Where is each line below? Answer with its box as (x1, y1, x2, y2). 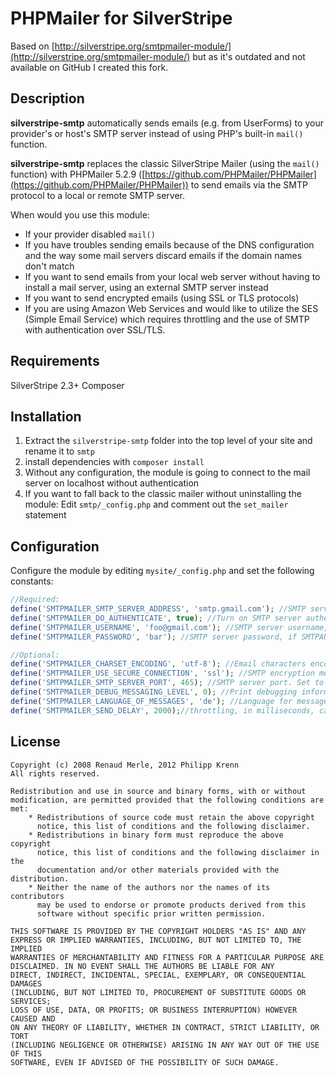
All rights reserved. (10, 768, 101, 779)
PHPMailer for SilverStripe (10, 7, 233, 30)
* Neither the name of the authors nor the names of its (28, 882, 271, 892)
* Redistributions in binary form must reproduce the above (28, 830, 284, 840)
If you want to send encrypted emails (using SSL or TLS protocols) (24, 292, 300, 304)
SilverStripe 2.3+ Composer (10, 379, 125, 391)
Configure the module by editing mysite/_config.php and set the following (10, 565, 315, 577)
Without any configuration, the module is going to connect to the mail (24, 467, 311, 479)
